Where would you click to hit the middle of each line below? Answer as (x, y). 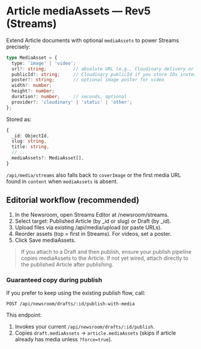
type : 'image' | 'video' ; (44, 63)
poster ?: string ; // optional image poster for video (88, 80)
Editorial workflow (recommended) (73, 200)
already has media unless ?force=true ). (63, 339)
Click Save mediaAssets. (45, 240)
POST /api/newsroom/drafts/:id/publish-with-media (71, 304)
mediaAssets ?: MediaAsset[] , (48, 158)
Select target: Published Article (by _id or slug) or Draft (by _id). (93, 221)
